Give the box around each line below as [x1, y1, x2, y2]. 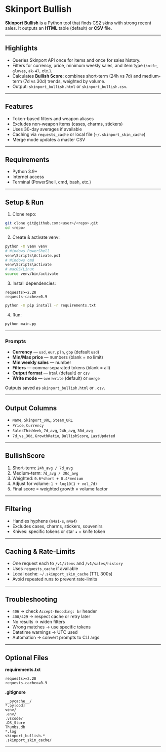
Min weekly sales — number [12, 359, 72, 365]
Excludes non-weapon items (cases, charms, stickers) [12, 121, 123, 127]
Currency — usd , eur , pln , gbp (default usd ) [12, 349, 100, 355]
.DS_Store [5, 720, 26, 725]
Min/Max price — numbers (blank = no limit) [12, 354, 104, 360]
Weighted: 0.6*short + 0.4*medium [12, 475, 83, 481]
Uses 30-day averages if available [12, 126, 83, 132]
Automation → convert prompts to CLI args [12, 634, 100, 641]
